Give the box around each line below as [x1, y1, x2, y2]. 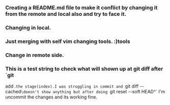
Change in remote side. [5, 51, 64, 59]
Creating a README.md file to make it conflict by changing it [5, 4, 158, 11]
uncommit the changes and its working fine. [5, 94, 98, 100]
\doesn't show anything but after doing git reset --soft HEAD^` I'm [21, 88, 165, 94]
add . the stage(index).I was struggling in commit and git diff [5, 83, 139, 89]
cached [5, 88, 21, 94]
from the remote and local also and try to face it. [5, 10, 126, 17]
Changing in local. [5, 24, 51, 31]
